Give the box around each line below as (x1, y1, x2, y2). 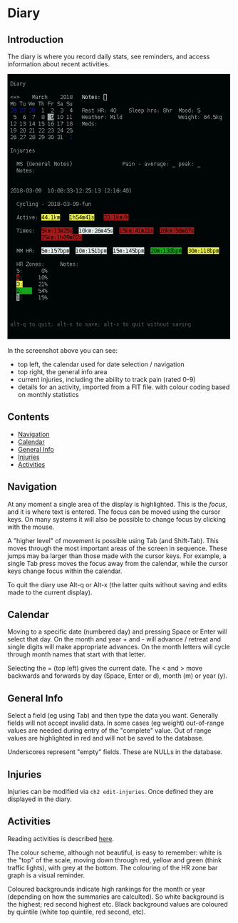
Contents (7, 411, 50, 423)
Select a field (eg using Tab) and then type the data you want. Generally (7, 711, 219, 720)
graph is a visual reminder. (7, 871, 86, 880)
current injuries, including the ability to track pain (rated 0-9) (17, 376, 196, 383)
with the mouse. (7, 522, 55, 531)
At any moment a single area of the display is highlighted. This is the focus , (7, 500, 228, 508)
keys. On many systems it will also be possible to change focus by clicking (7, 515, 227, 523)
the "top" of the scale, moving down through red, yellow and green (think (7, 855, 222, 864)
